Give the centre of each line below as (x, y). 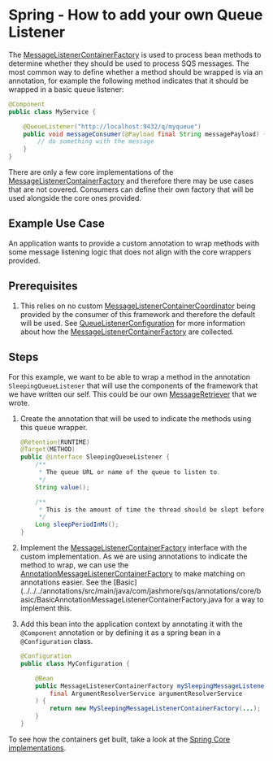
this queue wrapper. (54, 427)
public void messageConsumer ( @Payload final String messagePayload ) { (145, 134)
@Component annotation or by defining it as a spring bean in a (120, 633)
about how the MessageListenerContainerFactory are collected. (127, 332)
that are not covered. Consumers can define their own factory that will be (131, 189)
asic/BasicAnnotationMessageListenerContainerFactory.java (121, 600)
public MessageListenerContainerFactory (104, 686)
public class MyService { (52, 111)
